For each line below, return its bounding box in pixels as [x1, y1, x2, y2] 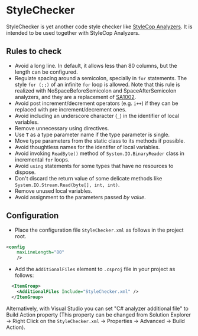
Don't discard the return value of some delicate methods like [14, 174, 163, 182]
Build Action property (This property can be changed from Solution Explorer [6, 311, 191, 318]
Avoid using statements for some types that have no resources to [14, 162, 174, 169]
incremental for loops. [14, 156, 70, 163]
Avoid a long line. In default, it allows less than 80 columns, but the [14, 62, 177, 69]
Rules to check [6, 47, 62, 57]
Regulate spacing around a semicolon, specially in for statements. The [14, 74, 187, 81]
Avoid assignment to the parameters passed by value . [14, 193, 146, 200]
